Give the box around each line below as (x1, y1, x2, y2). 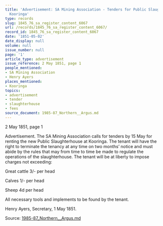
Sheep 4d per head (5, 187, 44, 193)
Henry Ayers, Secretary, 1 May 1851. (5, 206, 77, 211)
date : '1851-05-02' (5, 34, 45, 39)
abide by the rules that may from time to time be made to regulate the (5, 149, 144, 154)
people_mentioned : (5, 66, 42, 71)
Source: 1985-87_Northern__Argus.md (5, 215, 81, 221)
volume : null (5, 43, 32, 48)
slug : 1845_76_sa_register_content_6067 (5, 20, 88, 26)
